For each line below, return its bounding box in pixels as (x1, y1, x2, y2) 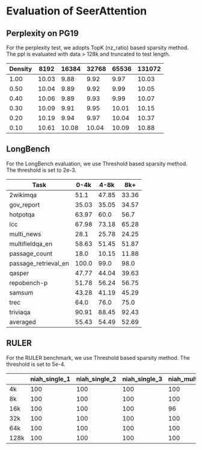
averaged (9, 317, 36, 326)
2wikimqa (9, 190, 37, 199)
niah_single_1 (29, 374, 71, 383)
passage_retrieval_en (9, 259, 70, 267)
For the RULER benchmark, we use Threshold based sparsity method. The (6, 354, 191, 361)
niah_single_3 (122, 374, 162, 383)
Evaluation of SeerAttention (6, 4, 147, 18)
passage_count (9, 249, 53, 258)
